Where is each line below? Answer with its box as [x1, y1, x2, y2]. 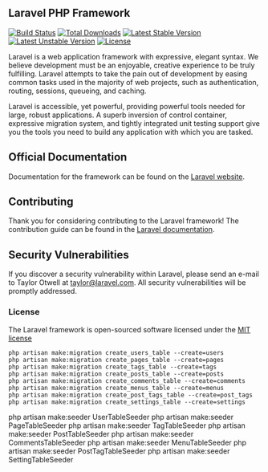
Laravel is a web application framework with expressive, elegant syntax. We [8, 51, 259, 61]
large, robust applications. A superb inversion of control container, [8, 110, 227, 120]
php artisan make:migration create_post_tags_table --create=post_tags [8, 391, 253, 399]
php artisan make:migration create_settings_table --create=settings [8, 397, 246, 406]
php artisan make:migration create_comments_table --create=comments [8, 376, 246, 385]
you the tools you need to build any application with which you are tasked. [8, 127, 254, 136]
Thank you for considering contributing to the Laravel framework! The [8, 216, 239, 226]
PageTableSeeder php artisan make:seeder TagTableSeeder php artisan [8, 421, 246, 430]
